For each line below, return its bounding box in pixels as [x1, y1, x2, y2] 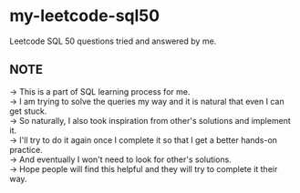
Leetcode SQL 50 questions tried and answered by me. [9, 36, 217, 46]
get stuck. [9, 106, 47, 117]
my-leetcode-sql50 [9, 5, 160, 26]
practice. [9, 144, 43, 155]
